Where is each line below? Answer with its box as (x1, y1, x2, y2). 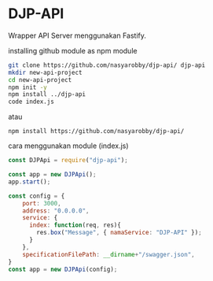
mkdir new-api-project (8, 68, 83, 76)
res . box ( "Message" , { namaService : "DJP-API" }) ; (36, 229, 202, 237)
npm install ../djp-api (8, 91, 86, 98)
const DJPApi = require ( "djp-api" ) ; (8, 157, 128, 165)
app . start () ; (8, 178, 51, 186)
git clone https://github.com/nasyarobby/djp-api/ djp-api (8, 61, 206, 69)
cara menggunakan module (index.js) (8, 141, 129, 150)
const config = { (8, 192, 65, 200)
